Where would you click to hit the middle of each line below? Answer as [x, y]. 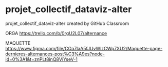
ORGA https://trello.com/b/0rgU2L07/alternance [56, 33]
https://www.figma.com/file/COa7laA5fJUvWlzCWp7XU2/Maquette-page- [84, 48]
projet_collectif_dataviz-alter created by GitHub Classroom [67, 23]
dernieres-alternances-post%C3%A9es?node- [55, 54]
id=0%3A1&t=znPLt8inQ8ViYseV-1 [42, 59]
